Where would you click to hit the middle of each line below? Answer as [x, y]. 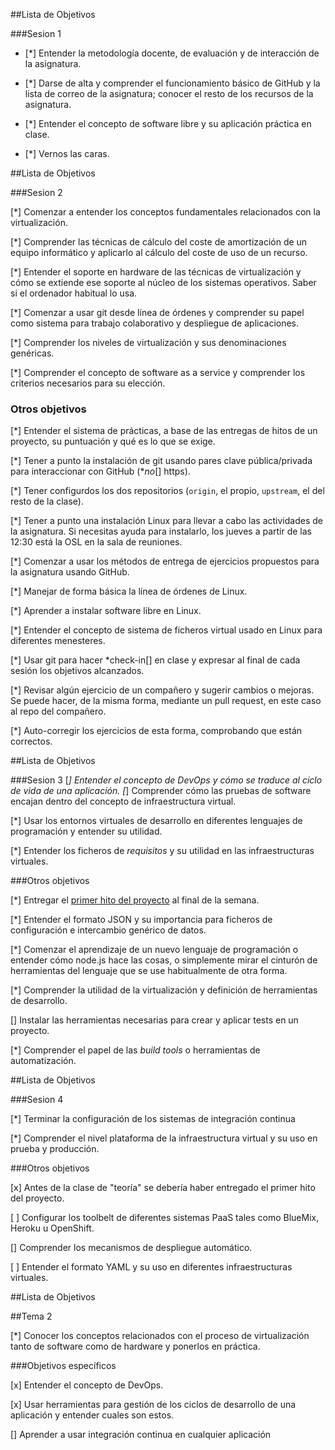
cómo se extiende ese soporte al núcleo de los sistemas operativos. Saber [163, 282]
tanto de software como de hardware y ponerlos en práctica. [135, 1346]
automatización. [43, 1061]
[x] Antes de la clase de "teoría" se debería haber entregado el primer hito [163, 1188]
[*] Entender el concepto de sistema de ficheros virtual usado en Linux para [166, 630]
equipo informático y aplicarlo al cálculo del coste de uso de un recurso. [159, 252]
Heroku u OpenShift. [52, 1228]
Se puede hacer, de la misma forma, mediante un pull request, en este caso [166, 701]
